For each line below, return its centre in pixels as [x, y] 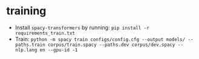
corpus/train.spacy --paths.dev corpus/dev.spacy [111, 45]
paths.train [30, 45]
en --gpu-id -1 [59, 50]
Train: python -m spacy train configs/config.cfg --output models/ [100, 39]
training [26, 11]
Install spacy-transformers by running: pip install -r [82, 27]
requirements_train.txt [45, 33]
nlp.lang [26, 50]
